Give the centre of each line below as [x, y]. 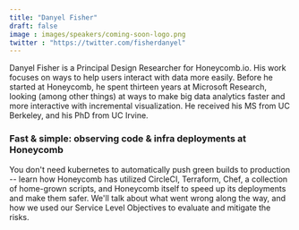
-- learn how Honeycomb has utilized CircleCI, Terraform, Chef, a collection [149, 179]
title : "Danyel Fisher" [54, 17]
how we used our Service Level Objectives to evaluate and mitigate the [140, 208]
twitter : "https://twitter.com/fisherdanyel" [98, 43]
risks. [19, 217]
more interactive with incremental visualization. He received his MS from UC [150, 106]
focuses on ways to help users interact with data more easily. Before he [141, 78]
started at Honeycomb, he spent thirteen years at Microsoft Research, [138, 87]
